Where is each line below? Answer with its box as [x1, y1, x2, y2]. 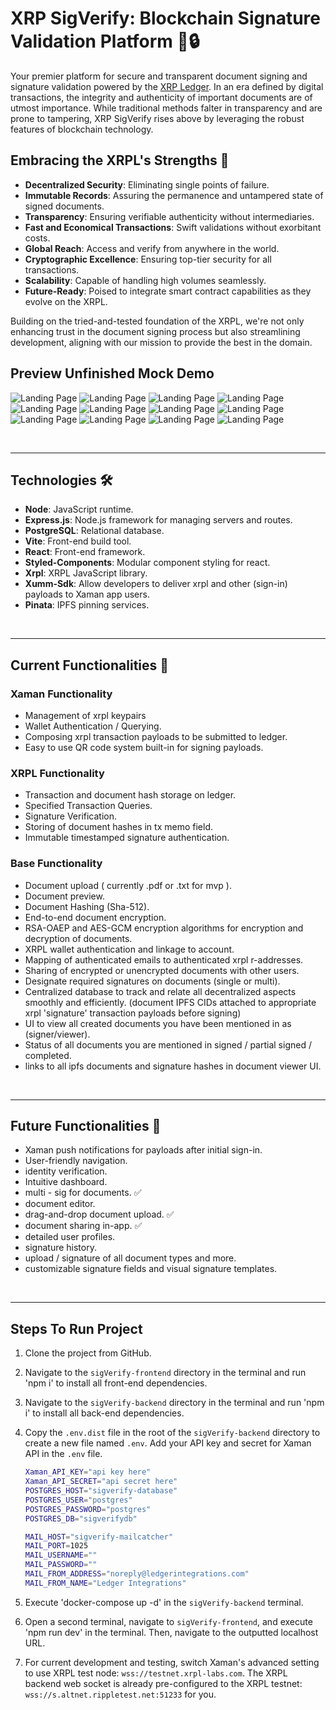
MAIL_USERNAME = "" [24, 1550, 98, 1561]
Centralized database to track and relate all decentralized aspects [24, 985, 297, 997]
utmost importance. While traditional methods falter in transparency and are [10, 102, 323, 114]
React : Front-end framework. [24, 546, 146, 558]
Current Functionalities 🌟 [10, 657, 170, 674]
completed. [24, 1049, 72, 1061]
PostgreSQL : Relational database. [24, 525, 165, 537]
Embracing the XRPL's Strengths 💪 [10, 152, 230, 169]
